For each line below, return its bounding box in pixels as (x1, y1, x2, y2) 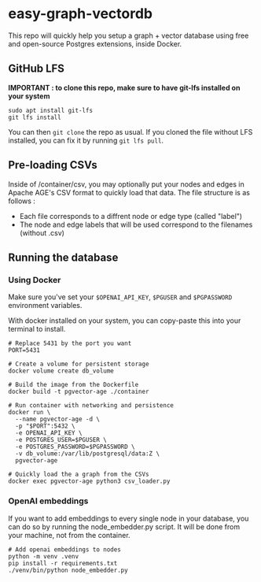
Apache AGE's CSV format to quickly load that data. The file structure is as (8, 187, 250, 197)
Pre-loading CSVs (8, 158, 97, 172)
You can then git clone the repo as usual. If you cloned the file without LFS (8, 127, 253, 136)
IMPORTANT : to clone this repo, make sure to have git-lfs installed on (8, 83, 241, 92)
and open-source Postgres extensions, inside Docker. (8, 39, 182, 48)
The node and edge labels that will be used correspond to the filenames (19, 220, 253, 229)
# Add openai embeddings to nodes (8, 545, 122, 554)
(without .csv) (19, 228, 65, 237)
